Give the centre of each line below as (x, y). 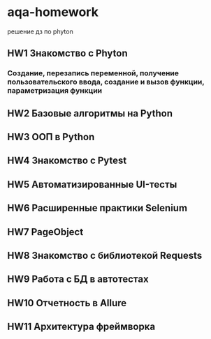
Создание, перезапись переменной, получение (93, 73)
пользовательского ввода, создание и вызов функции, (106, 82)
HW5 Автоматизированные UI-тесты (92, 184)
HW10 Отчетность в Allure (67, 303)
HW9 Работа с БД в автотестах (78, 279)
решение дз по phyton (40, 31)
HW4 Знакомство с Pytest (67, 161)
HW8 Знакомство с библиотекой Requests (105, 255)
